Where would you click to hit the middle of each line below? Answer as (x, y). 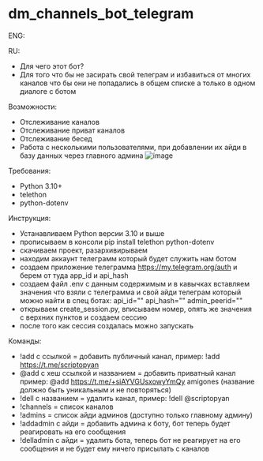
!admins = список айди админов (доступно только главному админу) (136, 414)
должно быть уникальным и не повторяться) (96, 390)
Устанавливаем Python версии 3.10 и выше (92, 233)
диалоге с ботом (48, 91)
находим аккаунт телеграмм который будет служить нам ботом (128, 258)
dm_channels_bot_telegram (101, 14)
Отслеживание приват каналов (72, 130)
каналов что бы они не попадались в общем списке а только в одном (137, 83)
